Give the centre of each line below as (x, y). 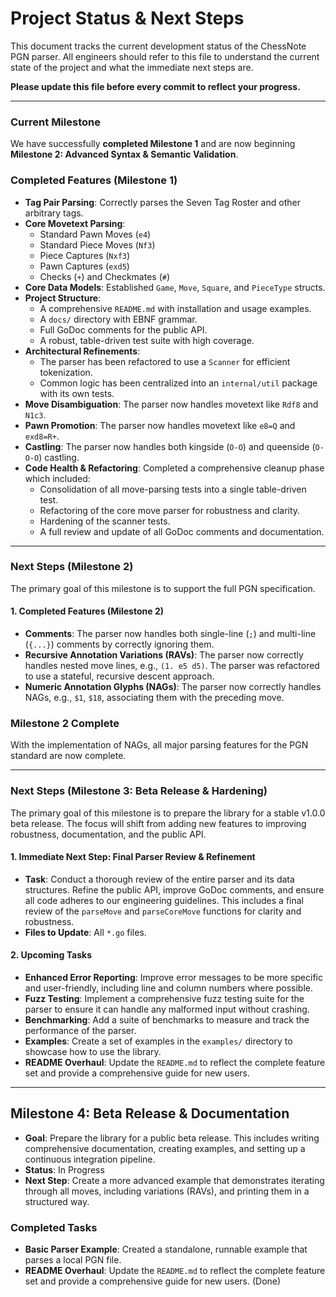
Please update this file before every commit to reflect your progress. (155, 86)
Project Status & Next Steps (127, 18)
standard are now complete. (68, 756)
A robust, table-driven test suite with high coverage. (147, 340)
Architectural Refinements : (82, 351)
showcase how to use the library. (93, 1052)
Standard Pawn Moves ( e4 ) (95, 234)
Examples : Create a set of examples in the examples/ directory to (158, 1041)
